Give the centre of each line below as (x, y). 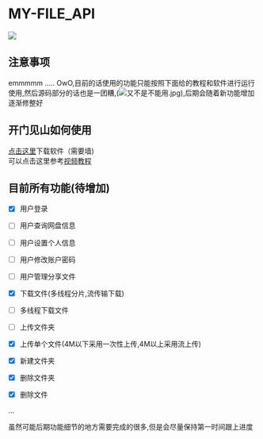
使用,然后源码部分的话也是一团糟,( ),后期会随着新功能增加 (131, 93)
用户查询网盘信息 (48, 225)
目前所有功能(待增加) (59, 188)
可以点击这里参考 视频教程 (50, 160)
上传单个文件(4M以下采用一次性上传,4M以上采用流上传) (111, 344)
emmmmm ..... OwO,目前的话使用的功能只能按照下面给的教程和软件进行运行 (131, 83)
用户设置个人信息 (48, 242)
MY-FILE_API (52, 14)
